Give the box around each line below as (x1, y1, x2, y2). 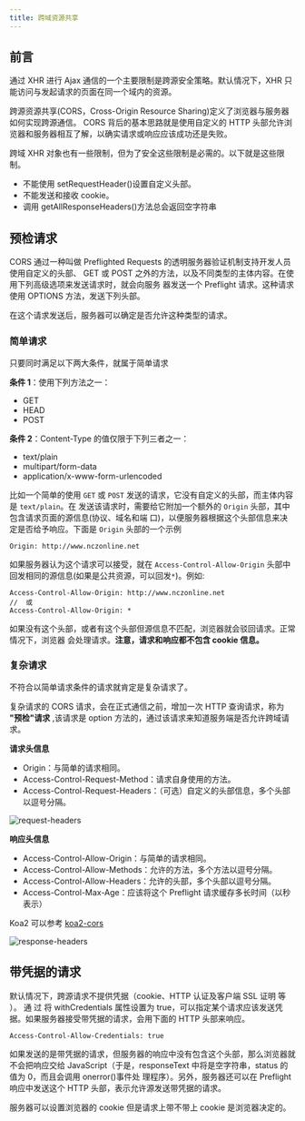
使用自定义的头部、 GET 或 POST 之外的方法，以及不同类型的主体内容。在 (9, 268, 287, 278)
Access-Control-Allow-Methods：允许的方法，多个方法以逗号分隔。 (22, 863, 278, 874)
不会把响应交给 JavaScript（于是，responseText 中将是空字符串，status (9, 1059, 279, 1070)
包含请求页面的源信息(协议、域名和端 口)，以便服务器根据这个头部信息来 (9, 511, 280, 523)
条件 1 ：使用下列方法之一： (9, 377, 111, 388)
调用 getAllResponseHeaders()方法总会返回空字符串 (22, 201, 217, 212)
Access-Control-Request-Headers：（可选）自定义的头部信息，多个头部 (22, 784, 290, 796)
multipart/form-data (22, 460, 97, 471)
